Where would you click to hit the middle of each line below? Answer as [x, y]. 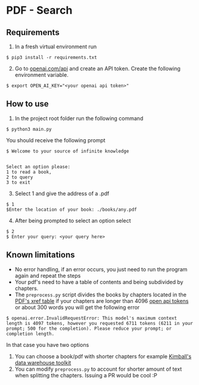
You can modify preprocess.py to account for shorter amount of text [98, 369]
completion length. [30, 334]
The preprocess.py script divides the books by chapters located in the [100, 295]
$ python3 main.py [29, 129]
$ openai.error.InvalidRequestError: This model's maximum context [92, 318]
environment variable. [41, 75]
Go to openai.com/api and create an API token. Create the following [97, 68]
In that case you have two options [48, 345]
